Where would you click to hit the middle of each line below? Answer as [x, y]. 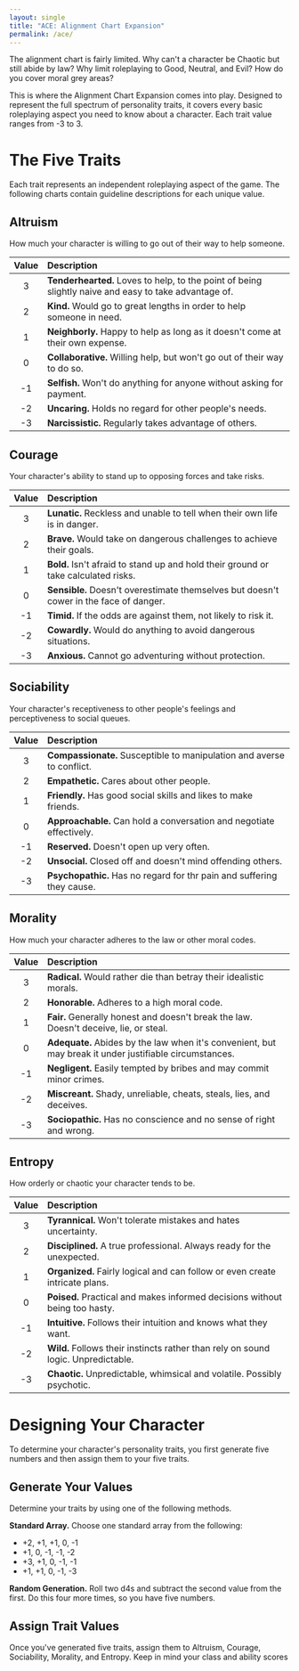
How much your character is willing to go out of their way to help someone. [147, 244]
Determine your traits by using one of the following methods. [121, 1508]
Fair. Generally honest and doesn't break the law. [150, 1016]
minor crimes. [76, 1079]
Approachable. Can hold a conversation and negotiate [161, 820]
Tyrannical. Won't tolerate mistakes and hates [144, 1220]
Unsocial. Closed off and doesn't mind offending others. [165, 860]
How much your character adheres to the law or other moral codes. [133, 940]
